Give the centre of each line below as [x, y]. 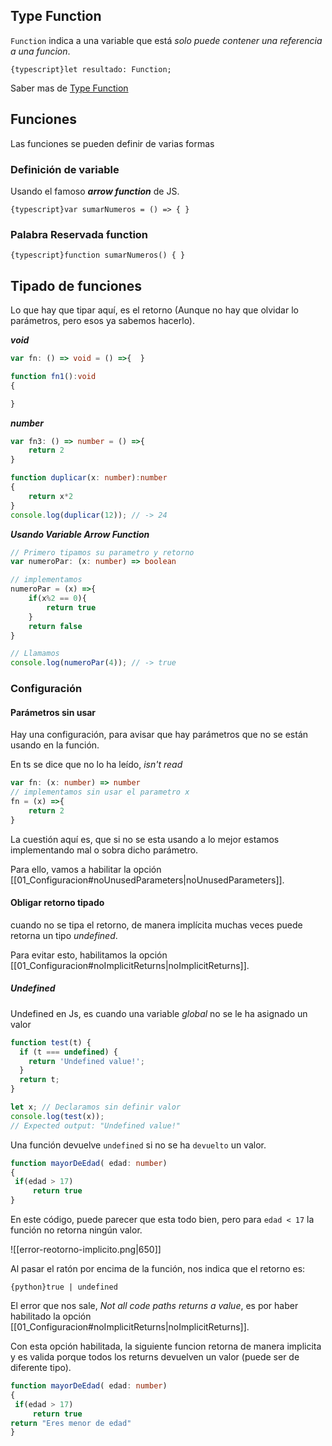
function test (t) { [51, 1042]
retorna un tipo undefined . [64, 935]
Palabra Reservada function [79, 234]
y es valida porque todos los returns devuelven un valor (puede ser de [155, 1357]
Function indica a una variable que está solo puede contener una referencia [166, 40]
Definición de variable [65, 169]
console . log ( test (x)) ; [57, 1116]
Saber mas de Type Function [69, 88]
